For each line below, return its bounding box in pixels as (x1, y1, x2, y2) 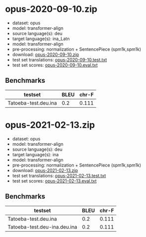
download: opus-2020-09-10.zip (12, 51, 79, 58)
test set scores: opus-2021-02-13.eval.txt (12, 178, 97, 184)
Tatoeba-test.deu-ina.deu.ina (7, 223, 78, 230)
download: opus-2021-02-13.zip (12, 167, 78, 173)
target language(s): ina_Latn (12, 36, 70, 42)
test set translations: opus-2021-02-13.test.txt (12, 173, 106, 178)
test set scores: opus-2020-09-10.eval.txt (12, 62, 98, 68)
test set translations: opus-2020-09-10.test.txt (12, 57, 107, 62)
